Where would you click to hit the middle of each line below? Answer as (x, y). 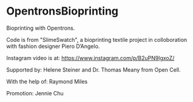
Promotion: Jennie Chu (35, 93)
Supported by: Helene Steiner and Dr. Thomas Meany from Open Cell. (93, 70)
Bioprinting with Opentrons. (41, 28)
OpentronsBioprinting (63, 11)
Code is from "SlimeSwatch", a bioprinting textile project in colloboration (97, 39)
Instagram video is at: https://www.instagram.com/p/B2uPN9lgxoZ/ (90, 58)
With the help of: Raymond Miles (47, 81)
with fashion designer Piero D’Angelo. (53, 46)
